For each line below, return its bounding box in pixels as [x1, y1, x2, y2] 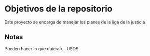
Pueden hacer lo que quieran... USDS [4, 45, 79, 51]
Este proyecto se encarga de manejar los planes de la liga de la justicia [4, 19, 145, 25]
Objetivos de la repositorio [4, 3, 113, 14]
